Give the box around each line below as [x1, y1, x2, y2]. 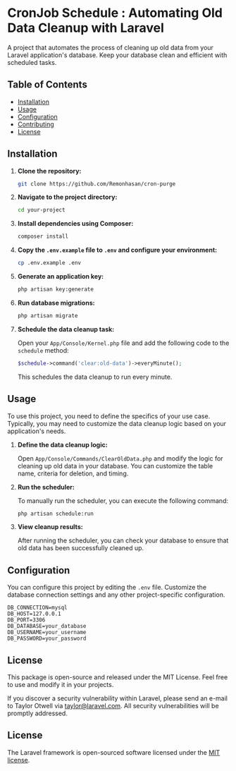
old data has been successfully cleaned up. [17, 544, 144, 552]
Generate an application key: [17, 272, 104, 281]
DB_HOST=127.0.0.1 [7, 610, 61, 618]
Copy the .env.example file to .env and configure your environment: [17, 245, 217, 255]
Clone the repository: [17, 166, 82, 175]
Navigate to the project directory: [17, 193, 118, 202]
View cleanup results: [17, 523, 83, 531]
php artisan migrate [17, 312, 78, 319]
